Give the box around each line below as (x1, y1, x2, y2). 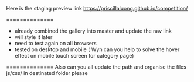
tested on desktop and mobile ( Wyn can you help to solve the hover (14, 46, 180, 53)
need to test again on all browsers (14, 40, 97, 47)
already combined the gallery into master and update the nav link (14, 27, 172, 34)
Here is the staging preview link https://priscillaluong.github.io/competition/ (6, 5, 188, 12)
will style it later (14, 34, 53, 40)
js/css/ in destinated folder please (6, 70, 88, 76)
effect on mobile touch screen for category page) (14, 52, 134, 59)
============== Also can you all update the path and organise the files (6, 63, 186, 70)
